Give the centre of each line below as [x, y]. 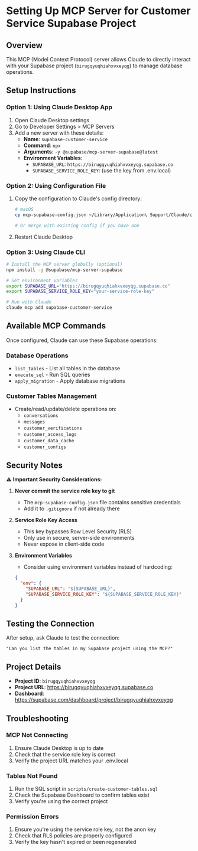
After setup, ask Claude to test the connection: [63, 638]
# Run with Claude [29, 302]
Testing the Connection [50, 623]
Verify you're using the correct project [61, 801]
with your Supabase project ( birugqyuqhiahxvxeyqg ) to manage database [95, 66]
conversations [41, 416]
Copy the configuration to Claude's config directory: [78, 198]
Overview [25, 45]
